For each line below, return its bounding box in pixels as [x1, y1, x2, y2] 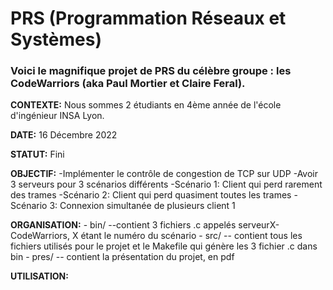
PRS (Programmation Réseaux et [10, 7, 287, 30]
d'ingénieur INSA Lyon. [10, 110, 105, 122]
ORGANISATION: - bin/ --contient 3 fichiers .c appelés [10, 219, 237, 231]
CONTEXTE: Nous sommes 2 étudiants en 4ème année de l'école [10, 99, 282, 111]
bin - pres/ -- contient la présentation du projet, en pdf [10, 251, 235, 263]
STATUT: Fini [10, 148, 65, 161]
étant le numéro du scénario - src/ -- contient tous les [80, 230, 303, 242]
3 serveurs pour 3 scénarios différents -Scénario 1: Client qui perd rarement [10, 178, 323, 191]
